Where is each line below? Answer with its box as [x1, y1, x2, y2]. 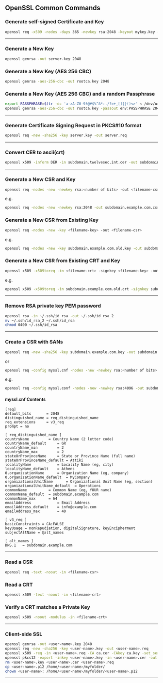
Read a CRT [5, 581, 33, 588]
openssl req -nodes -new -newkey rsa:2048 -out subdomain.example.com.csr [5, 205, 160, 210]
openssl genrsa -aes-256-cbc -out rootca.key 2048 [5, 79, 110, 84]
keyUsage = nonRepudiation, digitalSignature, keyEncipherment [5, 526, 136, 531]
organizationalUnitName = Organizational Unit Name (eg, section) [5, 479, 153, 484]
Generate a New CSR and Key [5, 176, 76, 183]
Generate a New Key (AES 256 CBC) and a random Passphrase [5, 90, 155, 97]
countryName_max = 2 [5, 450, 64, 455]
